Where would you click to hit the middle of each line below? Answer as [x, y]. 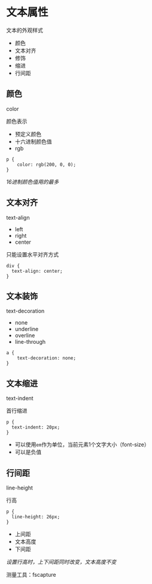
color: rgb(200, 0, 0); [47, 164]
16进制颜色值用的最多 [33, 182]
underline [27, 329]
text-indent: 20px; [36, 427]
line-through [30, 342]
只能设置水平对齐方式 [32, 254]
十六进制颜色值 [33, 141]
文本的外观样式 [25, 30]
